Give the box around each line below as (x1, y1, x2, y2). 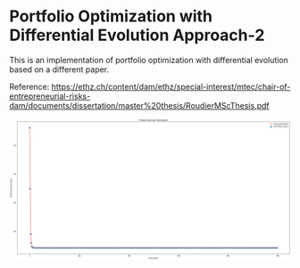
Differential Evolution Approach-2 (9, 25, 265, 45)
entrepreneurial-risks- (9, 91, 91, 102)
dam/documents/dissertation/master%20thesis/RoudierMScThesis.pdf (9, 100, 270, 110)
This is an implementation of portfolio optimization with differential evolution (9, 54, 288, 65)
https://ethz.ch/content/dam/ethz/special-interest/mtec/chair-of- (51, 81, 291, 92)
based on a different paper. (9, 64, 110, 75)
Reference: (9, 81, 50, 92)
